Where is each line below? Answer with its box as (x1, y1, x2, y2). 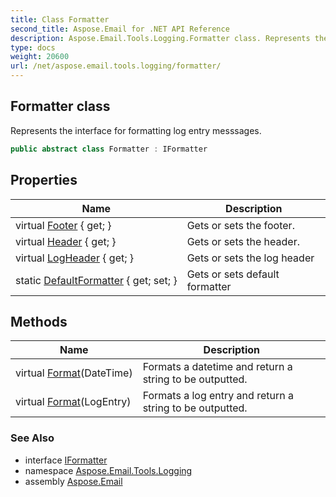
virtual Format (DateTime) (15, 366, 133, 380)
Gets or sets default (186, 267, 280, 281)
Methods (10, 313, 68, 330)
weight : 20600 (10, 52, 70, 62)
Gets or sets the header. (186, 234, 300, 248)
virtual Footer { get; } (15, 218, 112, 232)
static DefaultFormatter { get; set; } (15, 273, 178, 287)
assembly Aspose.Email (24, 475, 123, 487)
